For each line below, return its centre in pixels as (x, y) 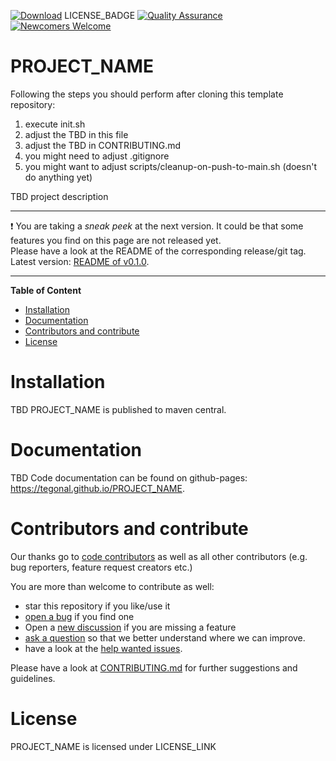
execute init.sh (55, 124)
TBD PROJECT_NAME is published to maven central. (118, 409)
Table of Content (46, 290)
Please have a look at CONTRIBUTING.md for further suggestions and (154, 667)
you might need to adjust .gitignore (97, 156)
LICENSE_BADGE (100, 15)
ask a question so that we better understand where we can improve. (165, 637)
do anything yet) (58, 177)
